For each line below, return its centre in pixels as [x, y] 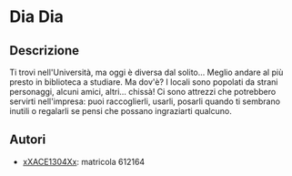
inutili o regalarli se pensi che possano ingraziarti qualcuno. [121, 111]
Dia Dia [36, 17]
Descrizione [45, 51]
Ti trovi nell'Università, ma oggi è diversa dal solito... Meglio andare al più [146, 72]
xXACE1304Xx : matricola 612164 [84, 161]
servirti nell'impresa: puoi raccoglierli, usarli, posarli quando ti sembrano [145, 101]
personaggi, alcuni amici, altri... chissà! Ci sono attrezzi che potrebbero [143, 92]
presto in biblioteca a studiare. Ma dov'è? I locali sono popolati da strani [144, 82]
